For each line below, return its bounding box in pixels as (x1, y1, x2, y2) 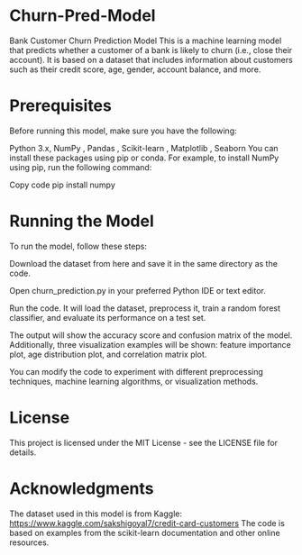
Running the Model (9, 211, 155, 232)
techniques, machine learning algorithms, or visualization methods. (9, 376, 259, 387)
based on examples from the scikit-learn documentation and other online (9, 527, 281, 538)
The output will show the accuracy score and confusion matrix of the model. (9, 330, 293, 341)
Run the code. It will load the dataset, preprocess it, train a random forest (9, 303, 281, 314)
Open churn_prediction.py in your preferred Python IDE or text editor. (9, 285, 266, 296)
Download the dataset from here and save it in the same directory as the (9, 258, 278, 268)
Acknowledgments (9, 478, 155, 498)
